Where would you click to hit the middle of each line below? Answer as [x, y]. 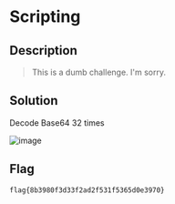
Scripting [45, 17]
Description [43, 51]
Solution [34, 101]
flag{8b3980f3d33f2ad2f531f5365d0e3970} [87, 190]
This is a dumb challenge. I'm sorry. [99, 72]
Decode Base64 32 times [57, 122]
